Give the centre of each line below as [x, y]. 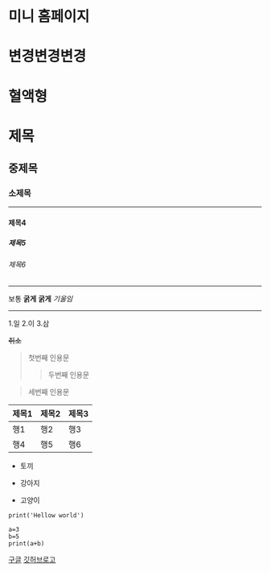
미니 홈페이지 [49, 17]
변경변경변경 [47, 56]
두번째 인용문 [69, 375]
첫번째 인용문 [49, 357]
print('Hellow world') [46, 515]
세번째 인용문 [49, 392]
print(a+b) [27, 543]
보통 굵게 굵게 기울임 [41, 298]
